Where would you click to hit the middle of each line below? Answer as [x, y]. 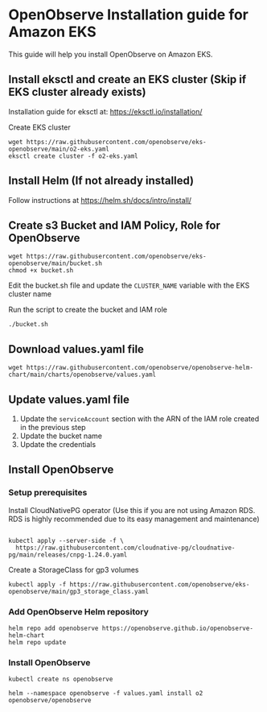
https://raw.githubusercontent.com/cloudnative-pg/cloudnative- [125, 548]
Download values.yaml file [76, 349]
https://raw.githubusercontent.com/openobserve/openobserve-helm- [140, 368]
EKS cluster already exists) [77, 92]
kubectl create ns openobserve [61, 679]
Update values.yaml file [69, 399]
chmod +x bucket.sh [41, 271]
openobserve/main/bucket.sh [55, 263]
